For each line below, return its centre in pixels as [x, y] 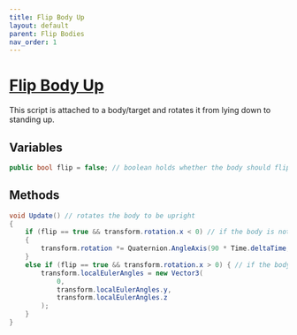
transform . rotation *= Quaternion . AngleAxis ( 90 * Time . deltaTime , [166, 248]
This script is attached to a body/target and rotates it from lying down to [140, 110]
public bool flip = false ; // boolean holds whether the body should [140, 168]
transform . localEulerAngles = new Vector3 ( [122, 273]
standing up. [32, 119]
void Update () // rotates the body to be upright [103, 216]
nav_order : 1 [33, 42]
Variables [36, 147]
